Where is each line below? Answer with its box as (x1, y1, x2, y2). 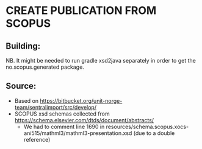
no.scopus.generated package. (5, 63, 85, 71)
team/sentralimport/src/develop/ (14, 103, 97, 111)
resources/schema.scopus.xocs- (106, 123, 189, 130)
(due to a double (133, 129, 175, 137)
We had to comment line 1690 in (23, 123, 105, 130)
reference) (23, 136, 51, 143)
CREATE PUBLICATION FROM (5, 4, 157, 18)
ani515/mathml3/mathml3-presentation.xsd (23, 129, 132, 137)
